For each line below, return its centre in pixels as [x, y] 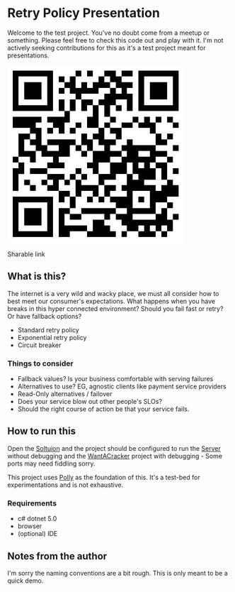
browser [30, 526]
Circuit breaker [39, 345]
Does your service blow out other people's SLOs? [90, 402]
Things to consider [40, 363]
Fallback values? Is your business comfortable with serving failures [115, 379]
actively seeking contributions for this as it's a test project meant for [107, 48]
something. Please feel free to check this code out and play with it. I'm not [115, 40]
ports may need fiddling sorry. [51, 464]
